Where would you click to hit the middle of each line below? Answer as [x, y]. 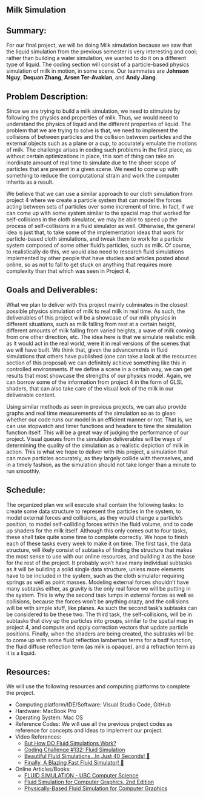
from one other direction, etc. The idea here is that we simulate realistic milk [101, 337]
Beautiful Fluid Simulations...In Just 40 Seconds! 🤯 [87, 756]
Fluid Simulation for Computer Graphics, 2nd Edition [89, 782]
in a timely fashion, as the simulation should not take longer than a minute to [101, 464]
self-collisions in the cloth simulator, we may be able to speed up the [92, 220]
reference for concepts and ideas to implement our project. [89, 731]
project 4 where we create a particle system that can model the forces [94, 200]
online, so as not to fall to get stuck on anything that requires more [89, 265]
